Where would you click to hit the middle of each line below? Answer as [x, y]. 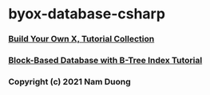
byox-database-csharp [87, 14]
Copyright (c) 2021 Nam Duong [69, 81]
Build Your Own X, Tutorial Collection [81, 39]
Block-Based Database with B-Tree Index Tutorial [105, 61]
